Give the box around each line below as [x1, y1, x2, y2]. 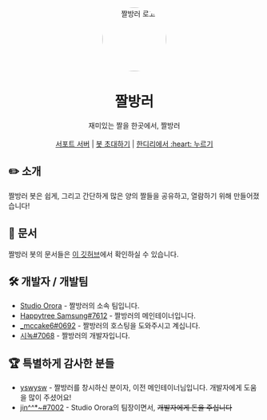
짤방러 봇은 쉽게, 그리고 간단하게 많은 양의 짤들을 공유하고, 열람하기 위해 [8, 191, 232, 200]
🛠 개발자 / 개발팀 [8, 275, 89, 288]
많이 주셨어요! [28, 393, 72, 402]
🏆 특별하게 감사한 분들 [8, 356, 115, 370]
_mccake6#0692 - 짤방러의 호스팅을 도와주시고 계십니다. [19, 321, 201, 331]
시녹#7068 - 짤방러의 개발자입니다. [19, 331, 130, 341]
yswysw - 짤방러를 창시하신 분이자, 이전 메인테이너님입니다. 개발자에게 [19, 382, 242, 393]
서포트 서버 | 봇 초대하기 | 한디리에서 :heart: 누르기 [55, 139, 213, 149]
